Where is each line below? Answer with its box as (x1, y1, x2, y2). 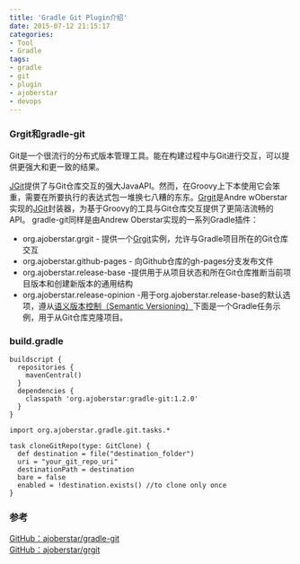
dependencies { (17, 386, 75, 395)
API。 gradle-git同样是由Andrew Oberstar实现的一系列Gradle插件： (9, 214, 259, 225)
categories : (9, 30, 54, 39)
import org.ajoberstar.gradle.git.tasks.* (9, 426, 171, 435)
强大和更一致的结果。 (24, 161, 104, 172)
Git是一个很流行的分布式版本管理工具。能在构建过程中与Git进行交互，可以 (9, 150, 282, 161)
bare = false (17, 472, 66, 481)
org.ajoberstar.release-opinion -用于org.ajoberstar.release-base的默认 (22, 289, 283, 300)
